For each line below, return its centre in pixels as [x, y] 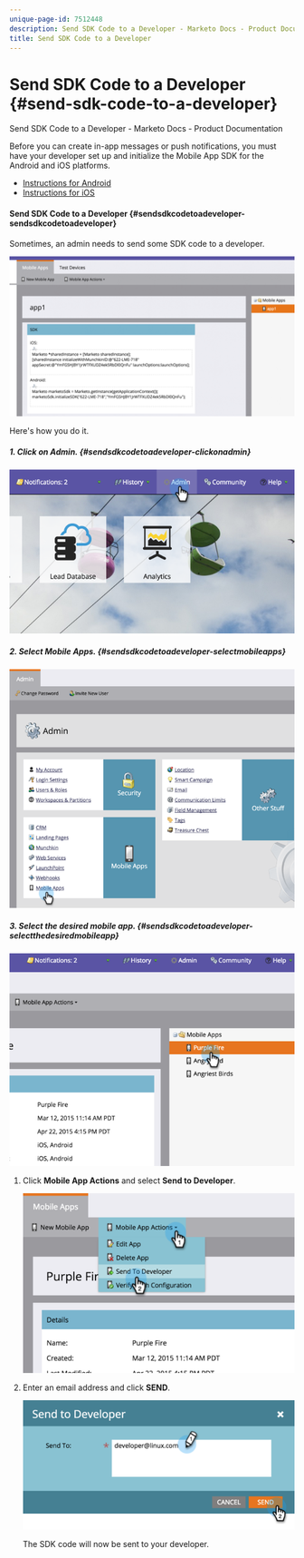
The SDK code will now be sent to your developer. [116, 1543]
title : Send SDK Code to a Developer [81, 38]
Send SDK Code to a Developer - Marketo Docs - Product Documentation [146, 129]
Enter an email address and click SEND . [96, 1387]
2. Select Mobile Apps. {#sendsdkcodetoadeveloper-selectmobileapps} [148, 651]
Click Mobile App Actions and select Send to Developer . [129, 1181]
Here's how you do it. [49, 431]
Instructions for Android [66, 183]
